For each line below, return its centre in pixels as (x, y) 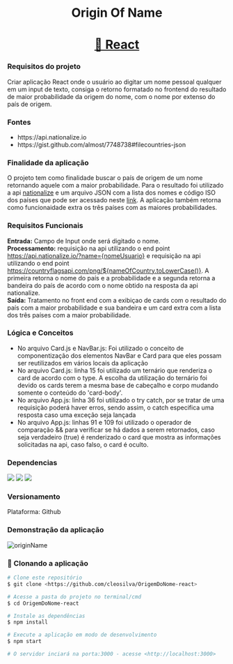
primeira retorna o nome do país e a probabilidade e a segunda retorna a (111, 278)
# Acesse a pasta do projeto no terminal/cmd (74, 597)
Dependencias (32, 462)
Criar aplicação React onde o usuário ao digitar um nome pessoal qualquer (114, 82)
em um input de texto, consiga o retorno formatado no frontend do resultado (117, 89)
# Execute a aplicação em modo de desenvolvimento (82, 635)
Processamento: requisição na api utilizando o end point (89, 248)
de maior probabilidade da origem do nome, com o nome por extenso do (111, 96)
